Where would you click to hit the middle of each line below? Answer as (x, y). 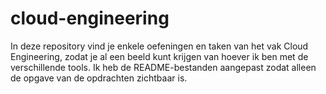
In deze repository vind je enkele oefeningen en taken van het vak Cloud (159, 46)
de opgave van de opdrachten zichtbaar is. (99, 78)
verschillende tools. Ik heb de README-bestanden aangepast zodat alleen (163, 67)
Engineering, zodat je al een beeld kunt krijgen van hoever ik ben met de (159, 56)
